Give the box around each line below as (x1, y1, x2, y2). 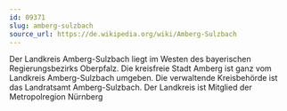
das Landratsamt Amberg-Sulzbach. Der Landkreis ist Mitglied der (9, 82, 252, 93)
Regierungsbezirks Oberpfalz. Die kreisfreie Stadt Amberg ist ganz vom (9, 63, 272, 74)
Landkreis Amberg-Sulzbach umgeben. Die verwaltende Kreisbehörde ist (9, 73, 278, 83)
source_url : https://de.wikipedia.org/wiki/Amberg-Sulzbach (9, 29, 238, 38)
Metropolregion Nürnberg (9, 91, 103, 102)
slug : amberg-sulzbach (9, 21, 94, 30)
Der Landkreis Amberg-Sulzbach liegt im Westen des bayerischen (9, 54, 251, 65)
